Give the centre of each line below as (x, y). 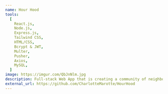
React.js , (24, 24)
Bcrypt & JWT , (29, 47)
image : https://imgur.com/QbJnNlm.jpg (45, 75)
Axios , (21, 61)
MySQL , (21, 65)
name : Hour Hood (22, 10)
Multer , (22, 51)
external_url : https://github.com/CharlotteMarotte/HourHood (70, 84)
